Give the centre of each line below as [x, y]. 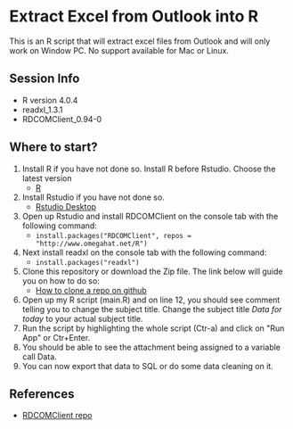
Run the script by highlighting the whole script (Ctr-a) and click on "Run [153, 328]
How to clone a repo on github [91, 290]
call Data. [40, 356]
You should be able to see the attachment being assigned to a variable [151, 347]
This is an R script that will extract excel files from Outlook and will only [140, 41]
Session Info [45, 79]
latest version [47, 178]
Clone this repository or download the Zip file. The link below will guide [152, 271]
